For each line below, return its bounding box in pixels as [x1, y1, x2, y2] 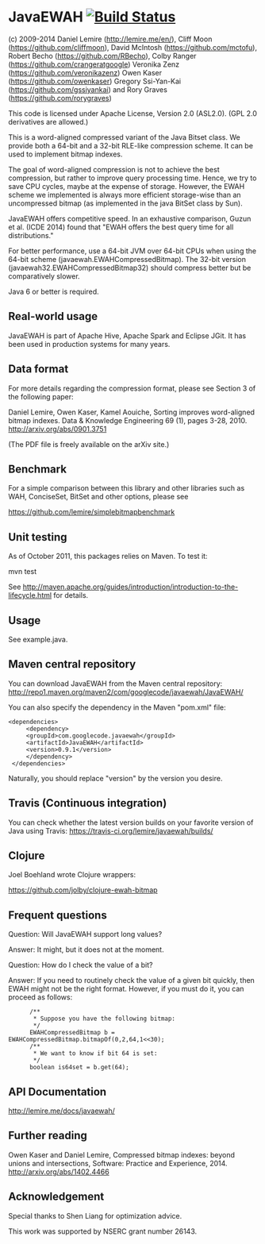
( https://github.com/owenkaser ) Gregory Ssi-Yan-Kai [8, 76, 182, 86]
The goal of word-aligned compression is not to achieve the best [8, 164, 220, 174]
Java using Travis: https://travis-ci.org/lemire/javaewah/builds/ [8, 826, 213, 835]
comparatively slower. [8, 271, 81, 281]
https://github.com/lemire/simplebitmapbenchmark [8, 507, 175, 517]
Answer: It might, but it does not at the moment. [8, 945, 164, 954]
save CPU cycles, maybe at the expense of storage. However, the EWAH [8, 181, 245, 191]
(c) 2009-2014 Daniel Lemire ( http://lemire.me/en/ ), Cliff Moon [8, 34, 213, 44]
